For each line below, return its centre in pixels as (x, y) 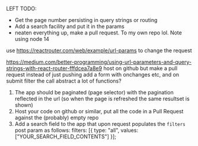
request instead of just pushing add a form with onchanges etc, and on (93, 74)
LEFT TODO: (21, 9)
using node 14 (32, 39)
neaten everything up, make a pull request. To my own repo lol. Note (98, 33)
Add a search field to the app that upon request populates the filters (100, 124)
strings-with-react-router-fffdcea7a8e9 (54, 68)
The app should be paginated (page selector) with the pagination (94, 92)
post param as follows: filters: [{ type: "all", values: (76, 130)
